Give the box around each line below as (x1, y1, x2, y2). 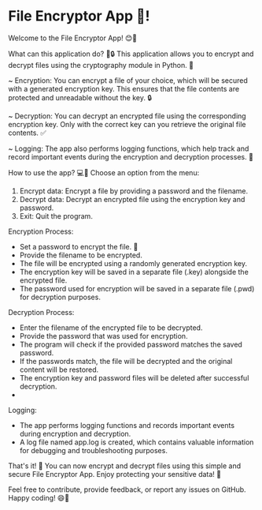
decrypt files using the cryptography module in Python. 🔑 (8, 60, 194, 69)
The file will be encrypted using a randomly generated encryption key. (19, 258, 248, 268)
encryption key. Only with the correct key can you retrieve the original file (8, 119, 246, 129)
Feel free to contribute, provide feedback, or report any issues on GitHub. (8, 485, 246, 494)
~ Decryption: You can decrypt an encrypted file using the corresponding (8, 111, 246, 121)
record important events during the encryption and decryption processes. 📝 (8, 152, 254, 161)
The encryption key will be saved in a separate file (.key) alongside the (19, 267, 249, 276)
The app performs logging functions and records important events (19, 420, 234, 429)
